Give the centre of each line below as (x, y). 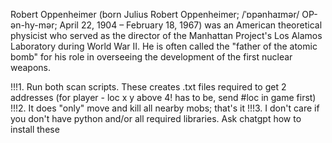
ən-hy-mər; (34, 25)
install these (35, 129)
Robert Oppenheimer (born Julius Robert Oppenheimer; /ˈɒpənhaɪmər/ (155, 14)
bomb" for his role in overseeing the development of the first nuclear (151, 57)
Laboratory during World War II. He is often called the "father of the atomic (164, 46)
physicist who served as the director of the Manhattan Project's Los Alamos (166, 35)
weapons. (31, 67)
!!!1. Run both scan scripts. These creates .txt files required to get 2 (148, 87)
